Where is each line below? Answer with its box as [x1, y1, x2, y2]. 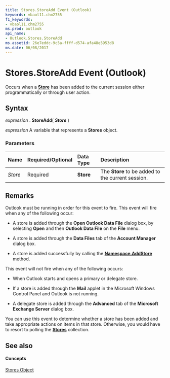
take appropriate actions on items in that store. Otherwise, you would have [5, 321, 160, 327]
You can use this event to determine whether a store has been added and [5, 316, 158, 322]
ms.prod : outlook [5, 26, 42, 31]
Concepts [5, 356, 26, 362]
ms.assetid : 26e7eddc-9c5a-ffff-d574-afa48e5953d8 [5, 41, 114, 46]
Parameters [5, 140, 34, 147]
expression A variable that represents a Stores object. [5, 127, 118, 133]
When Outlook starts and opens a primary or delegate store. [12, 276, 138, 282]
